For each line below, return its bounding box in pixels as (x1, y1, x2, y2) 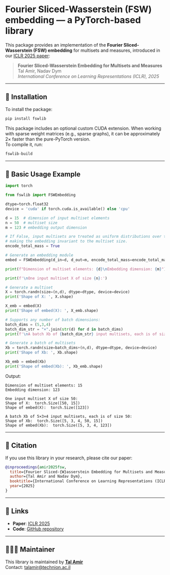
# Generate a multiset (5, 285, 53, 290)
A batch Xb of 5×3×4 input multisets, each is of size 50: (5, 414, 133, 419)
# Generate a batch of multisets (5, 341, 76, 346)
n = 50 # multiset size (5, 220, 58, 225)
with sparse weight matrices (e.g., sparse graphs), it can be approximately (5, 130, 160, 136)
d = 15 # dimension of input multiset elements (5, 215, 110, 221)
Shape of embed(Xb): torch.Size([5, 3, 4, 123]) (5, 422, 112, 428)
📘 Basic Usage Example (5, 170, 81, 178)
